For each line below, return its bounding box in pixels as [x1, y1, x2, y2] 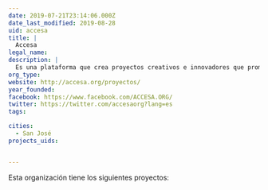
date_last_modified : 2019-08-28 [8, 19, 116, 27]
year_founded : [8, 85, 56, 94]
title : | [8, 33, 37, 42]
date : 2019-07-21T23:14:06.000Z [8, 11, 116, 20]
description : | [8, 56, 59, 64]
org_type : [8, 71, 41, 79]
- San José [15, 130, 52, 138]
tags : [8, 108, 26, 116]
